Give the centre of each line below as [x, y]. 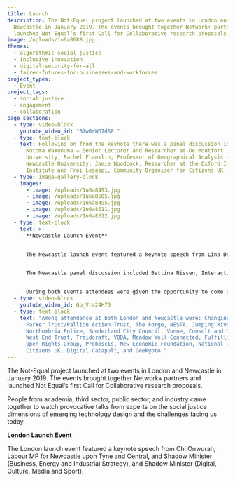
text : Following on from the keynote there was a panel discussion [120, 145]
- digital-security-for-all [55, 66]
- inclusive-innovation [48, 60]
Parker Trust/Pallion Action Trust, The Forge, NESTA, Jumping [120, 324]
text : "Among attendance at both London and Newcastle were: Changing [125, 318]
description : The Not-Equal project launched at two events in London [112, 20]
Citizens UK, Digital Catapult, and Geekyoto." [97, 351]
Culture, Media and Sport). [45, 471]
